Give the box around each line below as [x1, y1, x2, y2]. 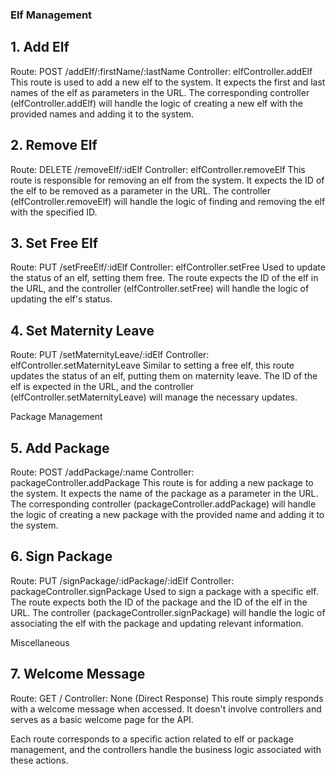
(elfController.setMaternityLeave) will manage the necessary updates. [10, 391, 298, 403]
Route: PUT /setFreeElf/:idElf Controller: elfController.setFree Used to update [10, 261, 326, 273]
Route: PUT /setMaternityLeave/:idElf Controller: [10, 349, 210, 361]
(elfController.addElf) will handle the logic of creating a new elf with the [10, 97, 303, 109]
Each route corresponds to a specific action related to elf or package [10, 733, 294, 745]
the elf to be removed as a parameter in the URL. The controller [10, 184, 272, 197]
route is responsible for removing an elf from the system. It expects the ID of [10, 174, 325, 186]
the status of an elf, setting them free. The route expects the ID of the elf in [10, 272, 319, 284]
